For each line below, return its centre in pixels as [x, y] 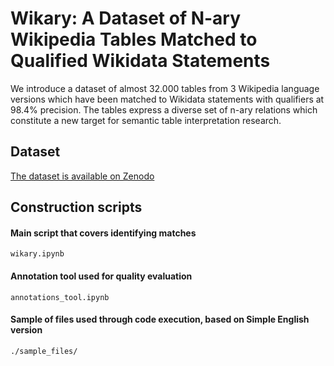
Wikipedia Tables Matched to [134, 39]
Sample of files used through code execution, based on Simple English [160, 319]
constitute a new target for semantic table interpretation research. [146, 120]
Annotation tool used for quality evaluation [101, 276]
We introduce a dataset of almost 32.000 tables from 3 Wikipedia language [165, 88]
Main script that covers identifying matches [103, 233]
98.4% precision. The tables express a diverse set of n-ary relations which [164, 109]
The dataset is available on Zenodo [82, 176]
